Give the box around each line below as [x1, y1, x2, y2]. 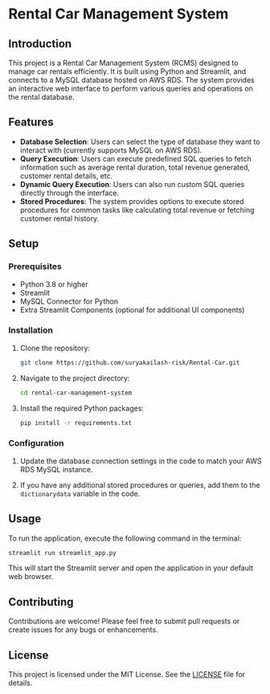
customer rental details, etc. [19, 170, 113, 181]
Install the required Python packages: [19, 403, 145, 413]
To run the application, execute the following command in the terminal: [8, 533, 242, 543]
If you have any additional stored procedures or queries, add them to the [19, 480, 260, 490]
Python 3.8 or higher [19, 279, 88, 289]
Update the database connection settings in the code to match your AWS [19, 455, 262, 466]
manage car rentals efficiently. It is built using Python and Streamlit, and [8, 67, 247, 76]
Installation [8, 325, 54, 336]
